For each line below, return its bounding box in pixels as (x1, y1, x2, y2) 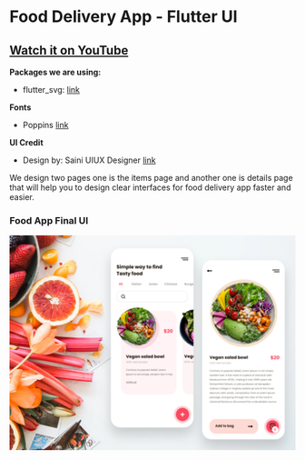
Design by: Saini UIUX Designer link (22, 155, 156, 165)
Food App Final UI (9, 214, 89, 226)
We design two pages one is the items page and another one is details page (9, 173, 293, 183)
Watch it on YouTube (9, 43, 129, 58)
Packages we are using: (9, 66, 102, 77)
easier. (9, 192, 34, 202)
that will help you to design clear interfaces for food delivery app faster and (9, 182, 291, 193)
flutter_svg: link (22, 85, 80, 95)
